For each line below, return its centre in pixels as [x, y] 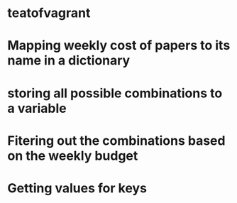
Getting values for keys [77, 188]
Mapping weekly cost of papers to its [119, 46]
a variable [37, 108]
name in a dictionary [69, 61]
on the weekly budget [73, 156]
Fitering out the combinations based [116, 141]
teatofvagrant [49, 13]
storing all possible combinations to [115, 93]
